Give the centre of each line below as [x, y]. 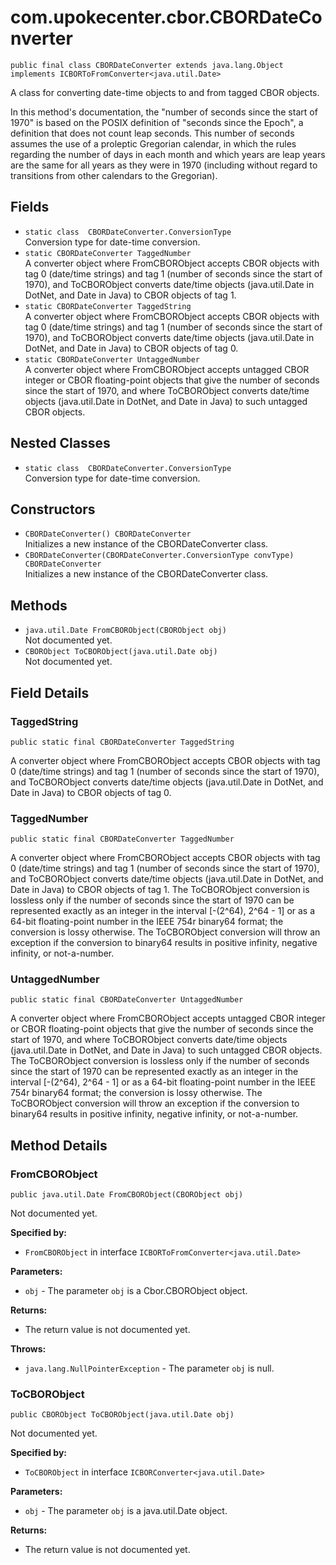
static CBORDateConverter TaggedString [108, 306]
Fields [30, 207]
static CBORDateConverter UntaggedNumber [112, 359]
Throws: [28, 1349]
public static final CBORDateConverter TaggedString [122, 742]
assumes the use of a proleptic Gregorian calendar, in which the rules [153, 143]
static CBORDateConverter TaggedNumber [108, 253]
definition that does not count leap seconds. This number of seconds [152, 133]
